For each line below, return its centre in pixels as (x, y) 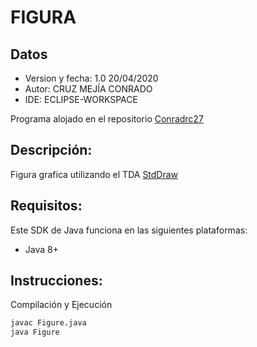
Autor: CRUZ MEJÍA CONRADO (88, 89)
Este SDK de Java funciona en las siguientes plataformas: (129, 230)
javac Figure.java (48, 323)
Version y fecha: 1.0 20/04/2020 (91, 78)
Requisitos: (46, 206)
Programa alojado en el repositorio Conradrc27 (107, 119)
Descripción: (51, 150)
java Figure (35, 332)
